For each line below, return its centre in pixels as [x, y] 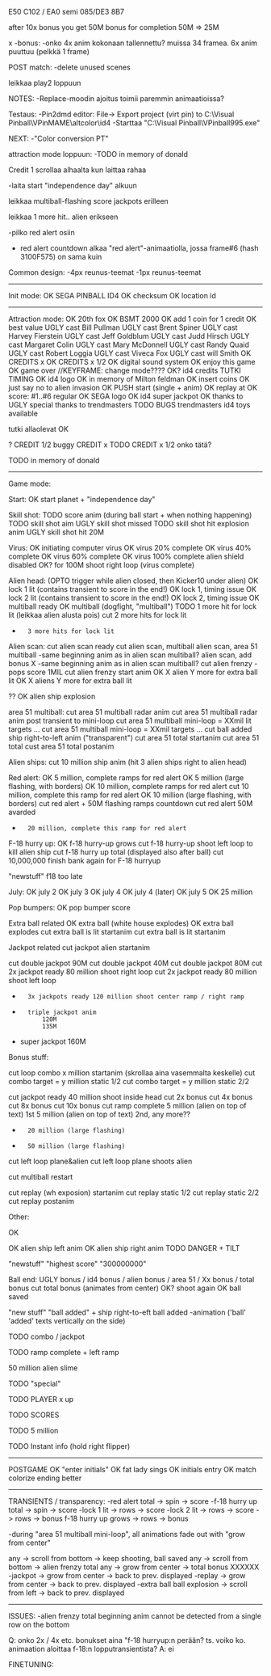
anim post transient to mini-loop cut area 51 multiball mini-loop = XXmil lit [130, 720]
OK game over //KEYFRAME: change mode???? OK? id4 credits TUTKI [125, 370]
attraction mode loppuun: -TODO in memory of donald [98, 154]
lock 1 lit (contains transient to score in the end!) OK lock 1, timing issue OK [132, 589]
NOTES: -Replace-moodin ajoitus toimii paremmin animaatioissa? [116, 99]
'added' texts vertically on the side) [67, 1321]
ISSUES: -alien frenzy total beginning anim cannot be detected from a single [135, 1616]
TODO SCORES [34, 1415]
